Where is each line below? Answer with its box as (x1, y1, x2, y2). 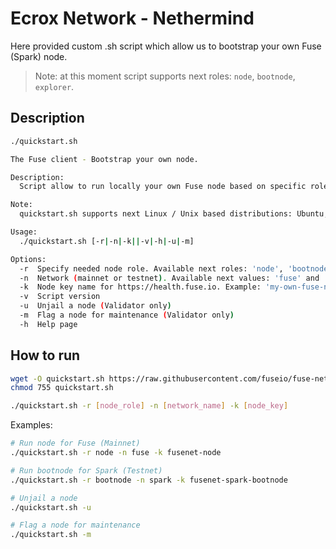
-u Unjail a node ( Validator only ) (19, 301, 172, 311)
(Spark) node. (10, 50, 68, 62)
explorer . (34, 80, 75, 92)
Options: (10, 254, 47, 264)
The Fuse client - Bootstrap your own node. (10, 154, 199, 164)
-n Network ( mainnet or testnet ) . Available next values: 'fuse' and (19, 273, 320, 283)
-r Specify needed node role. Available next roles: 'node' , (19, 263, 284, 274)
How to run (10, 347, 81, 364)
